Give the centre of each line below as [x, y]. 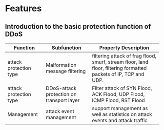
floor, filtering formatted [119, 68]
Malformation [61, 65]
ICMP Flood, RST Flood [118, 100]
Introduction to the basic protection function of [78, 27]
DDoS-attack [61, 88]
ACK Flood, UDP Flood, [118, 94]
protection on [61, 94]
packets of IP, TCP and [118, 74]
